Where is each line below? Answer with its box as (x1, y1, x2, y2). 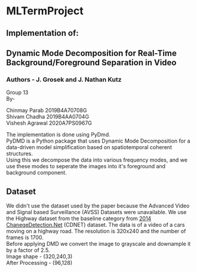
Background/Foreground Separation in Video (6, 57, 177, 67)
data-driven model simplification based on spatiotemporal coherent (6, 144, 172, 151)
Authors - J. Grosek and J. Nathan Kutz (6, 75, 122, 84)
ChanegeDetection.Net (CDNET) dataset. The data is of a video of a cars (6, 221, 185, 228)
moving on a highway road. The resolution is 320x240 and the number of (6, 228, 186, 235)
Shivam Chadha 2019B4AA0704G (6, 113, 90, 120)
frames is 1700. (6, 234, 44, 241)
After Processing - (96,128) (6, 259, 73, 267)
